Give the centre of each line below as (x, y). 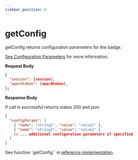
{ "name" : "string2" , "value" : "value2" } (57, 129)
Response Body (21, 98)
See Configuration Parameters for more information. (57, 56)
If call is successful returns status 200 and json (52, 107)
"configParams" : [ (28, 120)
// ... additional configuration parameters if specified (73, 134)
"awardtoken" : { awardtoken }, (39, 84)
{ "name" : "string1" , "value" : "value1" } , (58, 125)
